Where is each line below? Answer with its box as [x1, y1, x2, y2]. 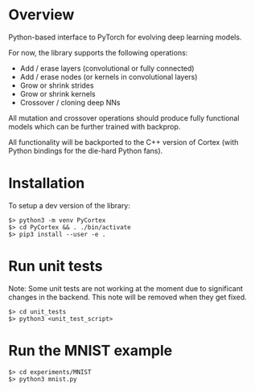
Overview [8, 6, 75, 24]
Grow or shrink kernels [19, 88, 97, 98]
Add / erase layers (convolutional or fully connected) [19, 63, 195, 73]
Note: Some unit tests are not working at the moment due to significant [8, 283, 244, 293]
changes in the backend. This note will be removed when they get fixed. [8, 292, 247, 302]
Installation [8, 175, 85, 192]
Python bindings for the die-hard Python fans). [8, 146, 163, 155]
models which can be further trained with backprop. [8, 121, 181, 131]
